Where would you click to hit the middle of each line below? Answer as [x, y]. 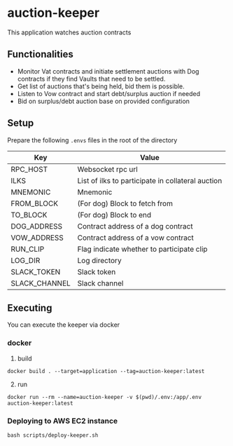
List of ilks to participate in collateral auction [150, 180]
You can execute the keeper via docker [64, 325]
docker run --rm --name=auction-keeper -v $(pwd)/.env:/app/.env [104, 397]
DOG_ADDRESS [37, 226]
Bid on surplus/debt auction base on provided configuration [104, 101]
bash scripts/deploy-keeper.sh [53, 435]
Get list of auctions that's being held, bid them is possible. [101, 86]
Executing [30, 308]
